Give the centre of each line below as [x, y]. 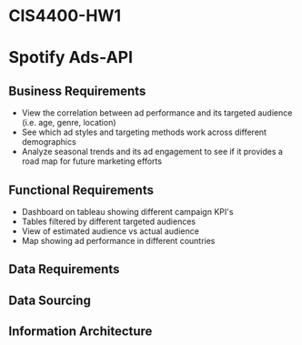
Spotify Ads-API [71, 58]
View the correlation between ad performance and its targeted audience [157, 113]
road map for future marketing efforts [92, 161]
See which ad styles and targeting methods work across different [144, 132]
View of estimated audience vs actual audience [110, 231]
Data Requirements [64, 269]
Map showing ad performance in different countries [118, 241]
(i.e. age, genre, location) [69, 123]
